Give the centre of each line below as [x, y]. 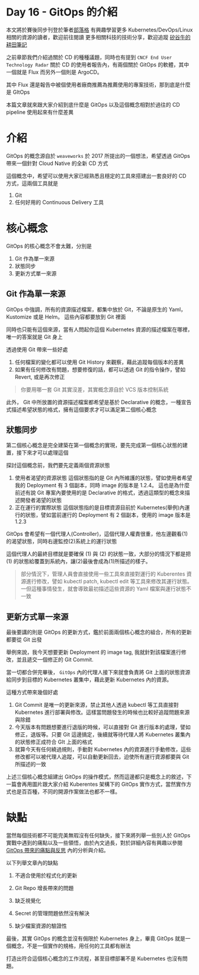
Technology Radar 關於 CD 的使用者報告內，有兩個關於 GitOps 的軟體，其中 [98, 64]
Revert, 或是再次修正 [40, 377]
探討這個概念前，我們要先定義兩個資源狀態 [58, 465]
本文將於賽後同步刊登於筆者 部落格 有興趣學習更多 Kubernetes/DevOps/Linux [99, 30]
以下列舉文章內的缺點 [32, 863]
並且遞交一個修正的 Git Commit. [55, 660]
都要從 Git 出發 [24, 640]
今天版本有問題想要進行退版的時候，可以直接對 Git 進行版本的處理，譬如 [103, 727]
